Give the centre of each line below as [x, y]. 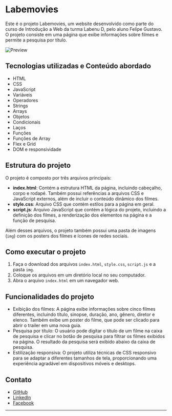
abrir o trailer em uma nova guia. [47, 325]
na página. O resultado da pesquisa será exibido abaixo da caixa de [84, 342]
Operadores [25, 100]
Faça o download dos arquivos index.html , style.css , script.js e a [84, 264]
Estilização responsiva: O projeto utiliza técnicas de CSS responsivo [84, 353]
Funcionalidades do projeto [50, 297]
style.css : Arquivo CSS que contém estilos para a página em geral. [84, 204]
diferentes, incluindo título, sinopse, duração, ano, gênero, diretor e [84, 314]
